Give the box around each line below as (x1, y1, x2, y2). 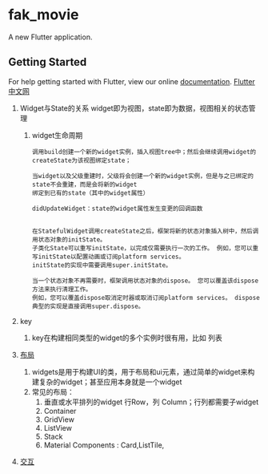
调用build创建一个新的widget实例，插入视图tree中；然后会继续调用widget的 (31, 148, 257, 156)
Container (43, 406, 77, 415)
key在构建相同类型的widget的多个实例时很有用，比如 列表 (31, 333, 222, 342)
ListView (43, 423, 72, 432)
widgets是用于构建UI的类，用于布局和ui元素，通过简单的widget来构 (31, 367, 255, 376)
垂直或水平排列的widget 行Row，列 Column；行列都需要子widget (43, 397, 258, 407)
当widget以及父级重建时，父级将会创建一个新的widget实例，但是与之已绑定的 (31, 172, 254, 180)
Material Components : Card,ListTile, (43, 440, 165, 450)
